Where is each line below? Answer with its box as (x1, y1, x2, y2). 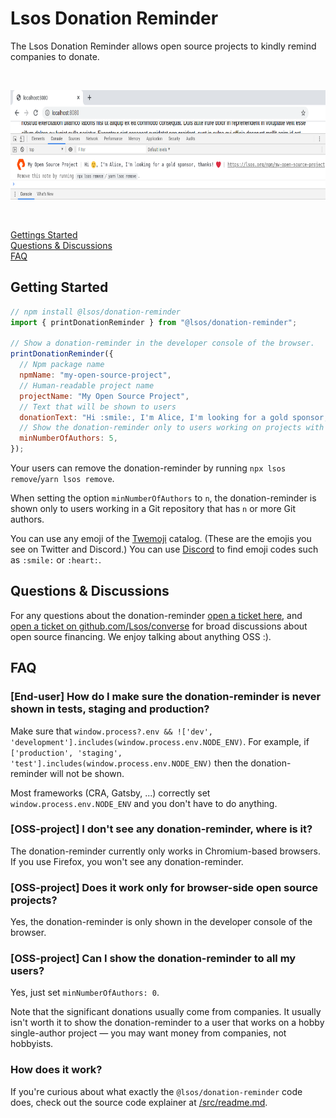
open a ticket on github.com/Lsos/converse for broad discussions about (10, 620, 308, 632)
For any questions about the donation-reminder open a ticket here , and (10, 609, 303, 621)
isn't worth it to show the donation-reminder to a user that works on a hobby (10, 1017, 325, 1029)
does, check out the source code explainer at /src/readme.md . (10, 1096, 268, 1108)
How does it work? (10, 1063, 103, 1077)
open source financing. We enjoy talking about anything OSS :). (10, 630, 272, 642)
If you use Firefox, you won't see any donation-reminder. (10, 855, 244, 867)
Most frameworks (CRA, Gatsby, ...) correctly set (10, 787, 211, 799)
